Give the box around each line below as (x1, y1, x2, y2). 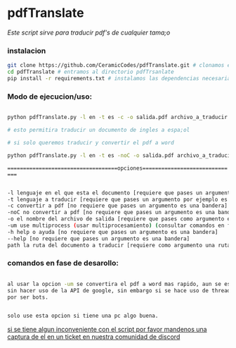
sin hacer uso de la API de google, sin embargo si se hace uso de (7, 287, 209, 294)
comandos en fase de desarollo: (7, 259, 119, 268)
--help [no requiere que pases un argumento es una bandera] (7, 235, 190, 242)
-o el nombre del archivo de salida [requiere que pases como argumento (7, 216, 225, 223)
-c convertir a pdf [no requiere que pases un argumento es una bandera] (7, 202, 228, 209)
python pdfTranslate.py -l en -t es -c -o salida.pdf (7, 114, 169, 121)
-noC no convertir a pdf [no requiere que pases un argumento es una (7, 209, 216, 216)
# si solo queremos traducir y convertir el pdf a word (7, 139, 174, 146)
